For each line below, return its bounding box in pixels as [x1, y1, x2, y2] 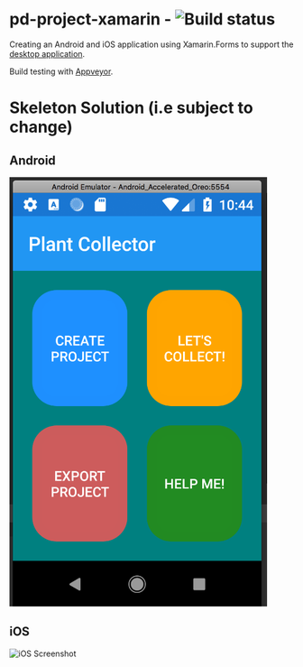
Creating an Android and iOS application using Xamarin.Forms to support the [9, 39, 295, 50]
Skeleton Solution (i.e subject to [9, 97, 254, 118]
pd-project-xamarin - [9, 9, 172, 30]
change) [9, 117, 74, 137]
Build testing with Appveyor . [9, 66, 114, 77]
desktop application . [9, 48, 86, 59]
